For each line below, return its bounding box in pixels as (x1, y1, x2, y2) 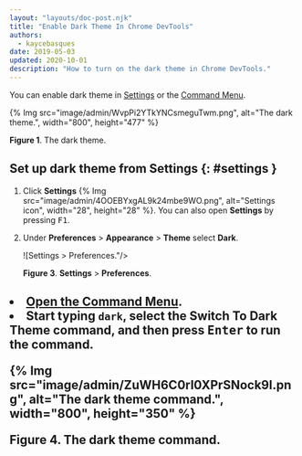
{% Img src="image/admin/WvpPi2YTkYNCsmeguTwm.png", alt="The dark (9, 107, 294, 118)
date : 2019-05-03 (9, 48, 76, 57)
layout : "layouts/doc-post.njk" (9, 13, 132, 23)
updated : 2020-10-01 (9, 56, 89, 65)
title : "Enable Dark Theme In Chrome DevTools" (9, 22, 194, 31)
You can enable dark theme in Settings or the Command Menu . (9, 89, 246, 101)
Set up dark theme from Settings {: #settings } (9, 161, 277, 176)
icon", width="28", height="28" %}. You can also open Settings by (22, 205, 274, 216)
